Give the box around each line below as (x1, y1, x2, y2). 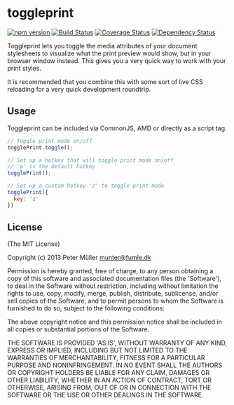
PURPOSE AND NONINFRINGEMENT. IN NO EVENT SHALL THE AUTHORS (7, 361, 223, 369)
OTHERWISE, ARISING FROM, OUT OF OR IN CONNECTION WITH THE (7, 383, 212, 392)
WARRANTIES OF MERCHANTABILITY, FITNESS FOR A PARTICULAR (7, 354, 205, 362)
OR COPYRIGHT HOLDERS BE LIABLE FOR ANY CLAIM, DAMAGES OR (7, 369, 210, 377)
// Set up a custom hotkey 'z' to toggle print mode (7, 182, 165, 190)
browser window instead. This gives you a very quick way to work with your (7, 56, 226, 64)
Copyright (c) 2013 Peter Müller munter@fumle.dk (7, 254, 152, 262)
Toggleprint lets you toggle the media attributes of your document (7, 41, 198, 50)
